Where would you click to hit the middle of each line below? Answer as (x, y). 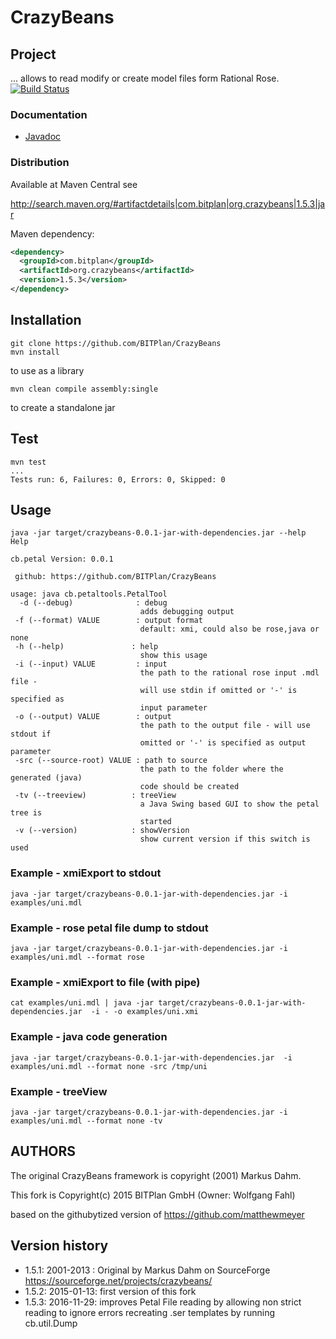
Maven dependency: (52, 233)
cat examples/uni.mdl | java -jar (82, 1003)
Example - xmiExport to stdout (86, 873)
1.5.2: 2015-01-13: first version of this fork (110, 1291)
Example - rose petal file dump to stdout (109, 928)
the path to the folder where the (211, 769)
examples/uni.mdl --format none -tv (86, 1121)
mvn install (35, 352)
